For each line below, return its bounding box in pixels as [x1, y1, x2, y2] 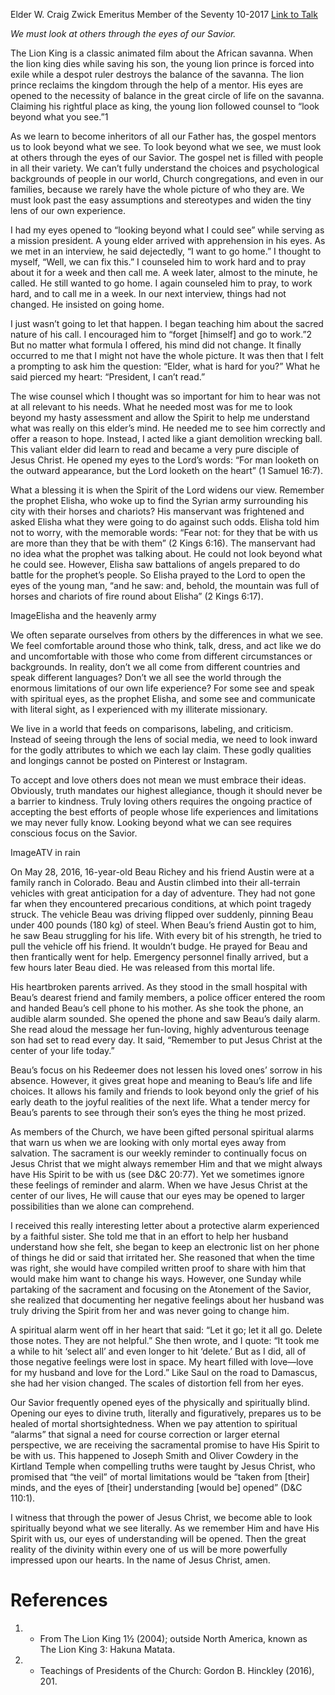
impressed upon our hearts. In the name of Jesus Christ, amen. [10, 1554, 271, 1566]
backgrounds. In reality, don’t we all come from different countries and [10, 661, 301, 673]
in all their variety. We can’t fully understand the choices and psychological [10, 162, 320, 174]
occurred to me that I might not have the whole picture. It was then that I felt [10, 350, 324, 361]
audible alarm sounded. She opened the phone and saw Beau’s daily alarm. [10, 1013, 321, 1024]
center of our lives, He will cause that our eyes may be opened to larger [10, 1190, 306, 1201]
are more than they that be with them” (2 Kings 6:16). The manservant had [10, 537, 316, 549]
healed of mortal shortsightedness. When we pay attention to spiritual [10, 1418, 298, 1429]
